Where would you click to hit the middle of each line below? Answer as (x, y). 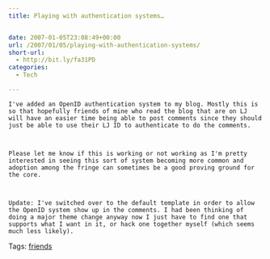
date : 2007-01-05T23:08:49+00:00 (65, 37)
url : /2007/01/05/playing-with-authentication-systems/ (104, 45)
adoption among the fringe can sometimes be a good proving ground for (131, 167)
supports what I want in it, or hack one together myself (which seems (131, 224)
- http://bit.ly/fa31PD (55, 60)
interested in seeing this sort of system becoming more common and (126, 161)
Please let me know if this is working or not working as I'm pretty (128, 153)
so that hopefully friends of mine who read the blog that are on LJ (128, 111)
